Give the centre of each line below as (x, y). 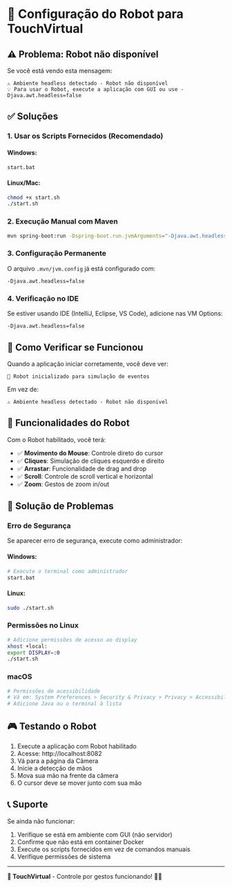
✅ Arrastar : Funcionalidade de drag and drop (82, 468)
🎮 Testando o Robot (52, 726)
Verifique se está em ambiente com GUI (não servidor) (95, 835)
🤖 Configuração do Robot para (96, 14)
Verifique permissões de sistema (64, 856)
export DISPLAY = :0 (33, 652)
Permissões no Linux (43, 626)
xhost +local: (28, 646)
